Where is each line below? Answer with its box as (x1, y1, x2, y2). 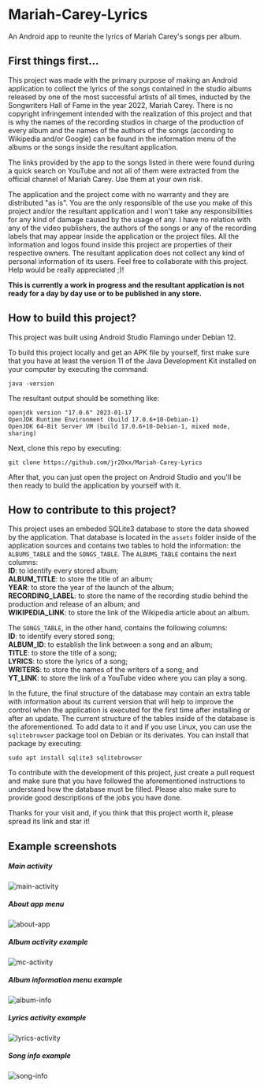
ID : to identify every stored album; (8, 566, 119, 576)
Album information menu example (8, 975, 123, 985)
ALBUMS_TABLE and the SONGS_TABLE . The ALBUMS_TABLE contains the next (8, 549, 237, 559)
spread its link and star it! (8, 817, 91, 826)
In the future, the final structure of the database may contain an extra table (8, 689, 251, 698)
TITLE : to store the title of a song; (8, 648, 117, 658)
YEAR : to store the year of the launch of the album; (8, 583, 174, 592)
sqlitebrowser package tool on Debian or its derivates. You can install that (8, 730, 250, 740)
